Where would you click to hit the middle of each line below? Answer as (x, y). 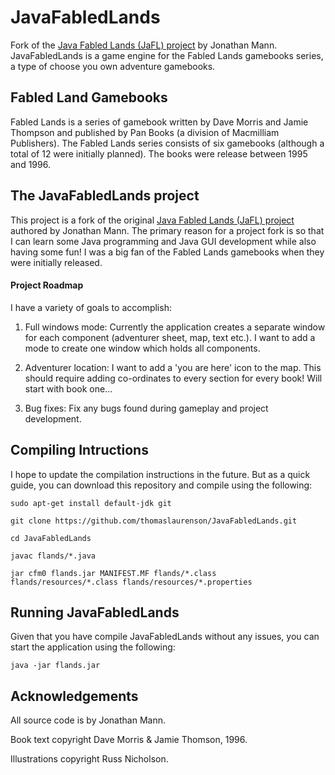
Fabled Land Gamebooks (89, 97)
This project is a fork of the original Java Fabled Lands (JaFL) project (152, 220)
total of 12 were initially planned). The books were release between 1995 (159, 153)
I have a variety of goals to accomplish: (91, 307)
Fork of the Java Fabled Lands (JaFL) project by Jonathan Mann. (144, 45)
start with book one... (68, 388)
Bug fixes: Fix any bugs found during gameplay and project (146, 408)
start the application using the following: (93, 647)
